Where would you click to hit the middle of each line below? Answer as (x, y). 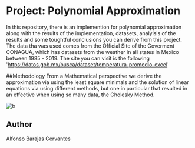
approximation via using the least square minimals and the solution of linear (98, 82)
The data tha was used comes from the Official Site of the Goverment (90, 46)
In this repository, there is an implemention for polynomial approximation (94, 27)
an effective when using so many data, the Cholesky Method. (80, 95)
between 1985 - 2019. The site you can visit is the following (78, 58)
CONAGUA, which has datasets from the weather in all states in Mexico (92, 52)
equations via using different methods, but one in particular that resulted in (97, 88)
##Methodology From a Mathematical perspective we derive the (84, 76)
